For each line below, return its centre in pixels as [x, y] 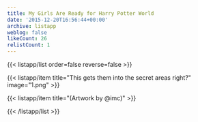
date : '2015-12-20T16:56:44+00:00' [58, 20]
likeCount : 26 [27, 39]
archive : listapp [32, 26]
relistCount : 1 [29, 45]
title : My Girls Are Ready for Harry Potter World [81, 13]
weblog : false [27, 32]
